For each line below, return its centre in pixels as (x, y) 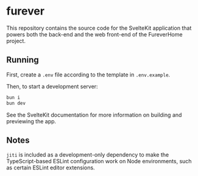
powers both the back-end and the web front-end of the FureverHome (94, 34)
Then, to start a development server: (52, 86)
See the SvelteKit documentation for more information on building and (94, 115)
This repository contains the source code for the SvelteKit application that (99, 28)
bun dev (16, 103)
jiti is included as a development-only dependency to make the (88, 155)
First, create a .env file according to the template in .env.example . (88, 75)
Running (23, 60)
